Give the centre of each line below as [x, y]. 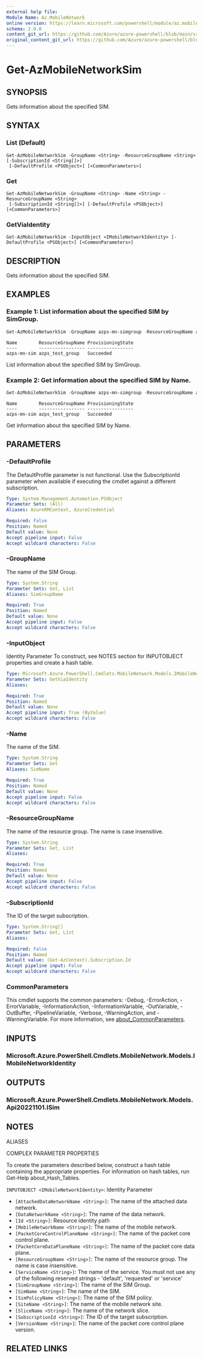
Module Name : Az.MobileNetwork [46, 18]
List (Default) [26, 143]
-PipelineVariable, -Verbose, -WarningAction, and [94, 1013]
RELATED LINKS [37, 1349]
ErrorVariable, [24, 1006]
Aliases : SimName [28, 769]
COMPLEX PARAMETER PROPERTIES [53, 1153]
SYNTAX [23, 125]
